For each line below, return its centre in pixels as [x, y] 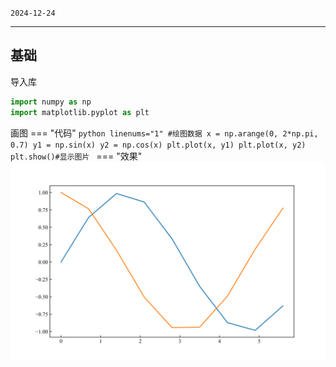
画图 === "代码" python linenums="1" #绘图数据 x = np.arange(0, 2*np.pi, [164, 133]
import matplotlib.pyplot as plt [80, 112]
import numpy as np [51, 102]
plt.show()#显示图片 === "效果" [76, 156]
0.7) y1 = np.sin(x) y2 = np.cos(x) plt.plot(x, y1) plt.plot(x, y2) [158, 145]
